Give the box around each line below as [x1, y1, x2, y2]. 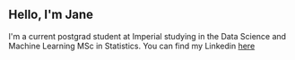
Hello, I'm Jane [8, 7, 93, 22]
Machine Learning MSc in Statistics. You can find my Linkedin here [8, 40, 256, 51]
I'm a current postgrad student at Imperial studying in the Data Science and [8, 30, 287, 41]
